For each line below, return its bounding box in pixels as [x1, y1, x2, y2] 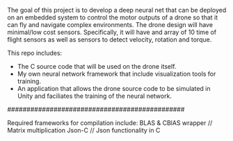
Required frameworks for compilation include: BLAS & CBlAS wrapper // [7, 119, 213, 127]
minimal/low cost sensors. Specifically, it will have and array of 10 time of [7, 28, 217, 36]
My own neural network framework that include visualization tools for [17, 69, 216, 78]
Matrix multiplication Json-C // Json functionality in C [7, 126, 161, 134]
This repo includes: [7, 49, 63, 57]
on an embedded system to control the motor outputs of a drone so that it [7, 13, 218, 22]
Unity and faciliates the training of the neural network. [17, 92, 172, 100]
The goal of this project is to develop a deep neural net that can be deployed [7, 6, 227, 14]
